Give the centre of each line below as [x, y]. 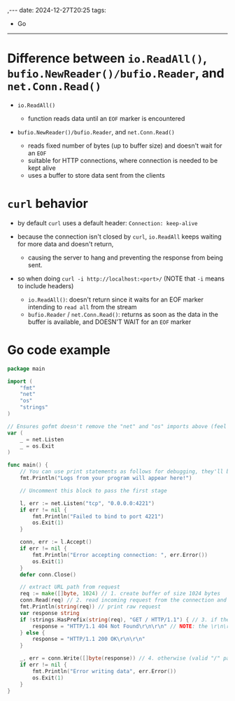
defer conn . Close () [48, 574]
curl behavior [48, 204]
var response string [50, 613]
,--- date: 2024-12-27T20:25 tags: [57, 10]
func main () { [28, 465]
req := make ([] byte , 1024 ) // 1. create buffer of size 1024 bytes [120, 594]
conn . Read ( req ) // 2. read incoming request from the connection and [123, 600]
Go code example [59, 350]
